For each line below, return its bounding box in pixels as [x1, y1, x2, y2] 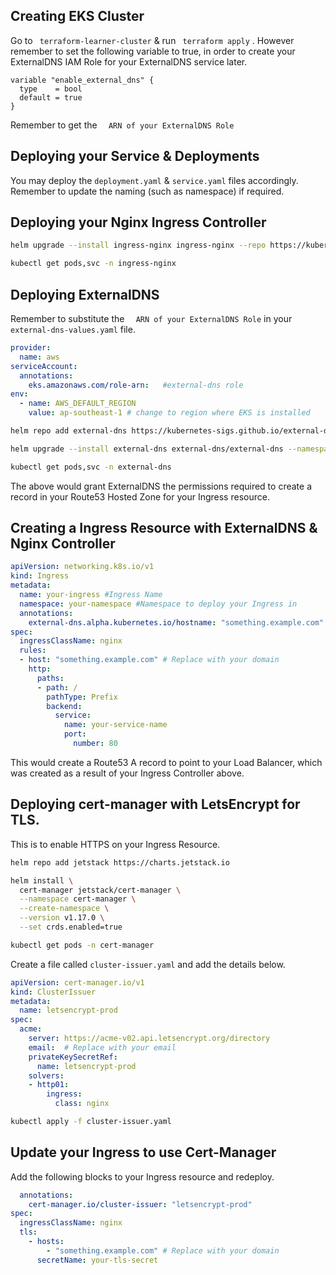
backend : [46, 701, 83, 711]
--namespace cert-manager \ [19, 894, 137, 904]
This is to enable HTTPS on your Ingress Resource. [10, 838, 221, 850]
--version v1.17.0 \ [19, 913, 105, 923]
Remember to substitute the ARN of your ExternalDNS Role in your [10, 313, 293, 324]
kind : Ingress [10, 571, 70, 581]
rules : [19, 645, 47, 656]
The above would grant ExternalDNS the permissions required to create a [10, 480, 312, 492]
